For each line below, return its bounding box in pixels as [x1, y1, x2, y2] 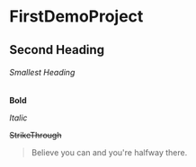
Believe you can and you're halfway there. [31, 146, 188, 158]
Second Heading [9, 42, 105, 57]
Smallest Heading [9, 67, 76, 78]
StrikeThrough [9, 129, 62, 140]
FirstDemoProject [9, 6, 144, 27]
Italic [9, 112, 28, 123]
